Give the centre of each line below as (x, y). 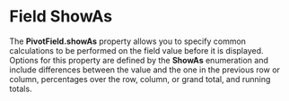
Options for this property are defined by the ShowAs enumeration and (139, 60)
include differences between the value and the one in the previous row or (145, 70)
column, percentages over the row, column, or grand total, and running (140, 79)
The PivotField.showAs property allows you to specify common (128, 41)
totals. (21, 88)
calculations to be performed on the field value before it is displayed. (136, 50)
